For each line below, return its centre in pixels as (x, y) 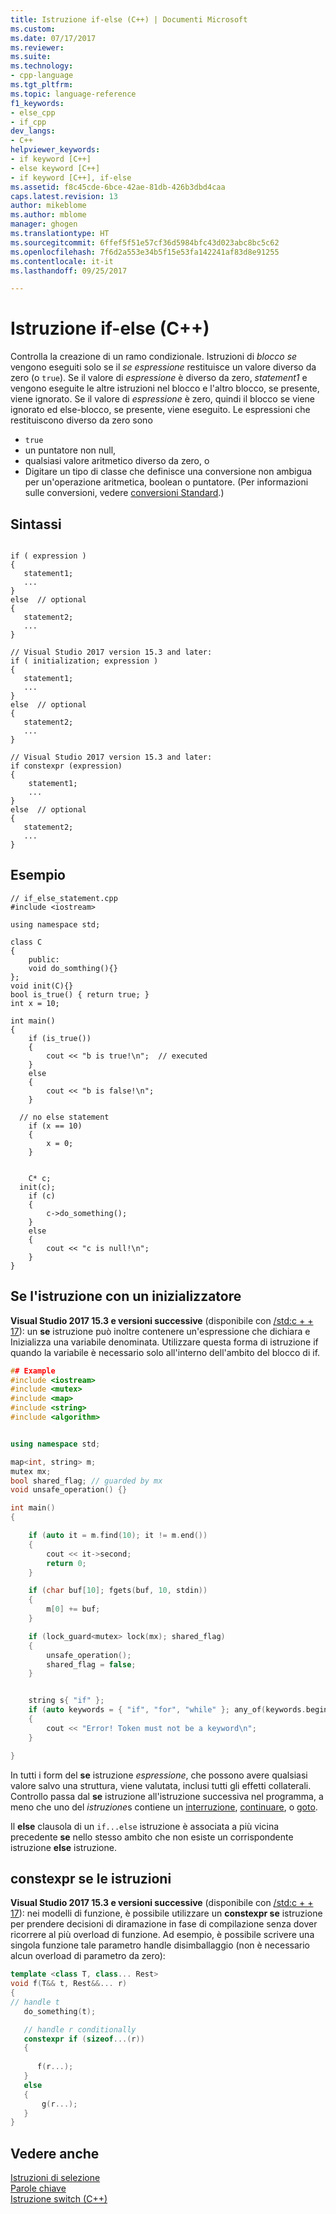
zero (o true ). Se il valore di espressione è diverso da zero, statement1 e (159, 378)
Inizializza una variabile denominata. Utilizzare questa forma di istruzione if (164, 1342)
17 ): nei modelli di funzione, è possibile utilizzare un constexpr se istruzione (166, 1913)
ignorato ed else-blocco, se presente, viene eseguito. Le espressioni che (160, 410)
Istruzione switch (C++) (59, 2199)
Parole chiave (38, 2188)
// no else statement (64, 1117)
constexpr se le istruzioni (91, 1878)
